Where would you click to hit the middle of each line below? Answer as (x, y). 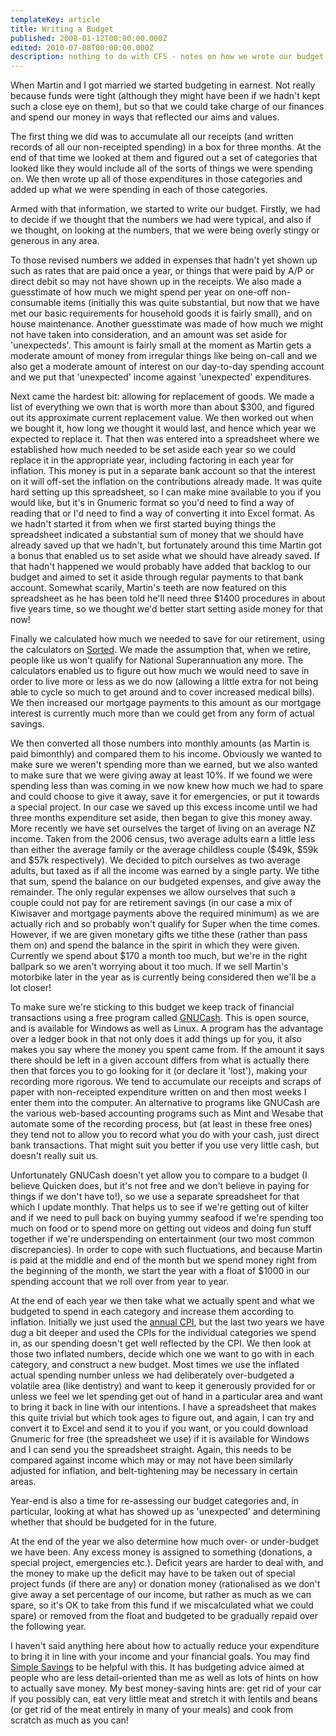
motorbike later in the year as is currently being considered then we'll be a (163, 977)
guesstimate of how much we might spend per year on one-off (139, 292)
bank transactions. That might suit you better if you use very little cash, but (165, 1145)
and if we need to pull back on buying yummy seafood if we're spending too (167, 1218)
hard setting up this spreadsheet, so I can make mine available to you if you (166, 492)
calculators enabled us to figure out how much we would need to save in (160, 671)
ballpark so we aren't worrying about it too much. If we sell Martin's (149, 967)
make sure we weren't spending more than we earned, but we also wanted (164, 765)
